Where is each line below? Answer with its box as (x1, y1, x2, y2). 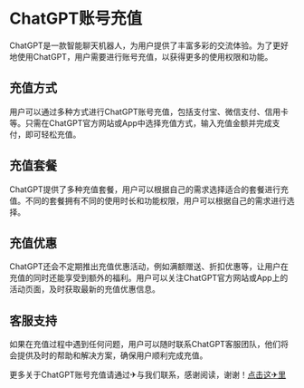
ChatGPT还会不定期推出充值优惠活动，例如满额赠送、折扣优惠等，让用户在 (9, 261, 290, 272)
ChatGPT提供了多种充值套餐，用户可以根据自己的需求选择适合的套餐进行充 (9, 183, 290, 195)
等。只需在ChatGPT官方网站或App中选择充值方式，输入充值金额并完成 (9, 117, 273, 128)
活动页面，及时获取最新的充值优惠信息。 (9, 284, 160, 295)
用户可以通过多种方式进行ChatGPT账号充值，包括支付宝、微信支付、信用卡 (9, 106, 290, 117)
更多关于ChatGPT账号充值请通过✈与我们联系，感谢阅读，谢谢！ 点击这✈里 (9, 369, 287, 381)
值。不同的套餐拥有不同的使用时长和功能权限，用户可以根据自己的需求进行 (9, 195, 287, 206)
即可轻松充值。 (24, 129, 81, 140)
